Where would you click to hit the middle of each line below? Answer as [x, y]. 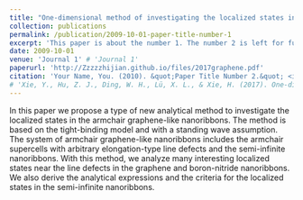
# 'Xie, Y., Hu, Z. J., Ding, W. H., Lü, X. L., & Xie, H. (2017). [139, 85]
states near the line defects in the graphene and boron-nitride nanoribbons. [150, 168]
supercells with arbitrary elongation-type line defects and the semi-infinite [147, 149]
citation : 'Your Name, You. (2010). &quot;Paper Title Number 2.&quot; [147, 77]
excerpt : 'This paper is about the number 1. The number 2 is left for [147, 43]
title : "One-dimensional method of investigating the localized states [147, 18]
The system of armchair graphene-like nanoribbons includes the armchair [147, 139]
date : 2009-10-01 [42, 51]
